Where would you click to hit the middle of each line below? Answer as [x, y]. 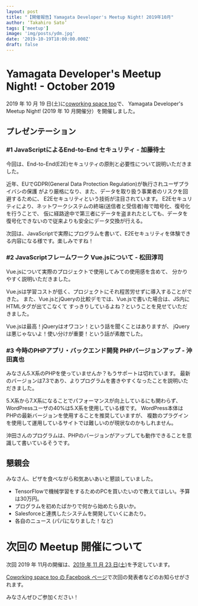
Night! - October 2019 [61, 87]
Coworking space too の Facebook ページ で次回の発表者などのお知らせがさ [98, 577]
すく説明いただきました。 [42, 279]
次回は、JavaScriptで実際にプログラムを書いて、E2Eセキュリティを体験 [93, 233]
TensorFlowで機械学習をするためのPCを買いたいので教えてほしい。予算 [102, 491]
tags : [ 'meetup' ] [27, 28]
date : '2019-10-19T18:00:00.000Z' [49, 39]
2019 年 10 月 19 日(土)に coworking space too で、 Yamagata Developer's [95, 104]
